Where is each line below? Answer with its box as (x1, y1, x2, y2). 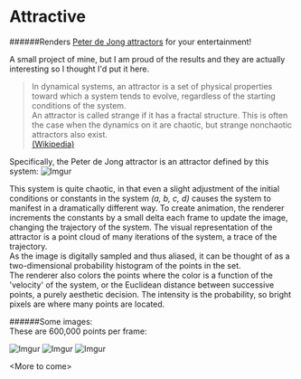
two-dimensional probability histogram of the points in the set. (9, 260, 241, 270)
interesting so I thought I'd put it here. (9, 63, 150, 74)
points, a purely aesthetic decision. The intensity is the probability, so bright (9, 289, 292, 299)
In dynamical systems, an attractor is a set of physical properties (31, 81, 273, 91)
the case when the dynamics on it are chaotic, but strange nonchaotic (31, 119, 292, 130)
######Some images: (9, 316, 93, 327)
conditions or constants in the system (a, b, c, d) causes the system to (9, 193, 271, 204)
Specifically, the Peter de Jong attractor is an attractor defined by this (9, 156, 269, 166)
